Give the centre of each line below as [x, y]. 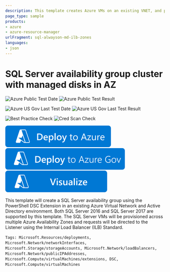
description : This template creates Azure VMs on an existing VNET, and [83, 11]
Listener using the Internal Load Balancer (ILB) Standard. [64, 227]
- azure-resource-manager [32, 32]
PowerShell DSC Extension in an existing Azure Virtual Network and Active [83, 206]
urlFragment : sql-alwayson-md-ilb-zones [49, 38]
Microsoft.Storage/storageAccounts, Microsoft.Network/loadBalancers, [81, 248]
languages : [17, 43]
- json [12, 48]
